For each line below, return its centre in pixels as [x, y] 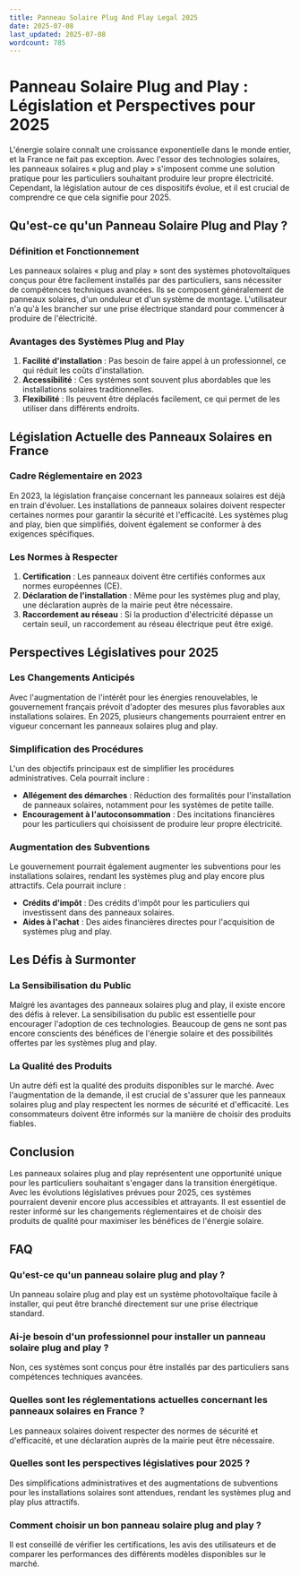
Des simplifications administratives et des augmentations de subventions [144, 1483]
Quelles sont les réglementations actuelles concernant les [139, 1400]
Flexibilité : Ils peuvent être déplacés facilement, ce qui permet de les [151, 399]
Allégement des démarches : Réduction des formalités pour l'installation [157, 796]
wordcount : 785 [38, 43]
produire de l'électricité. [53, 318]
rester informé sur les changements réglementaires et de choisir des [136, 1211]
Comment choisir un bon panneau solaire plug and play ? [135, 1525]
